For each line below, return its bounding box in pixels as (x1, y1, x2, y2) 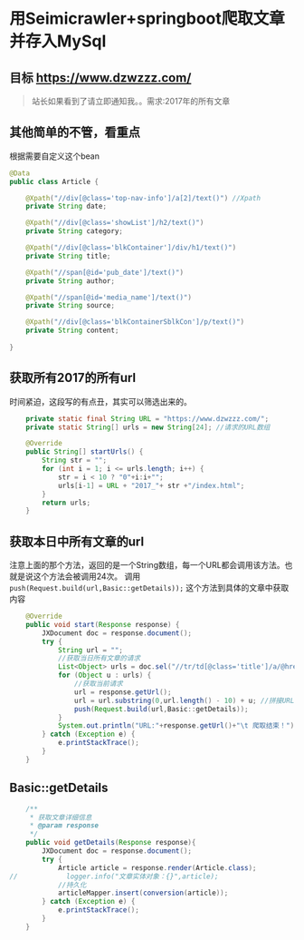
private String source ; (25, 301, 116, 310)
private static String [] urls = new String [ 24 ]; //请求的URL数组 (25, 423, 271, 432)
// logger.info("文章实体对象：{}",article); (9, 872, 219, 881)
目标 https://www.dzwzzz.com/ (9, 70, 192, 85)
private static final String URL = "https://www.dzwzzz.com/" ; (25, 414, 270, 423)
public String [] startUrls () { (25, 447, 144, 456)
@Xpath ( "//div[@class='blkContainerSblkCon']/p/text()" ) (25, 318, 245, 327)
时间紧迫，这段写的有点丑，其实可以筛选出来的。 (9, 396, 192, 406)
